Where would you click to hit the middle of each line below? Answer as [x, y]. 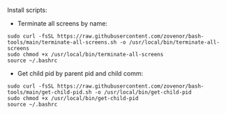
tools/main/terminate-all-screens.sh [62, 42]
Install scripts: [27, 10]
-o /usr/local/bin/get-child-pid [143, 92]
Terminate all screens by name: [62, 23]
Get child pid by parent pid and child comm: [80, 73]
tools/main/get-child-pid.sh [50, 92]
